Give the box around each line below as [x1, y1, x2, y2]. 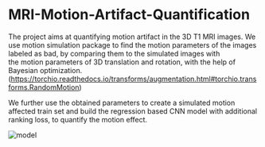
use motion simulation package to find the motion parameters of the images [8, 40, 257, 49]
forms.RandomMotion [8, 82, 80, 92]
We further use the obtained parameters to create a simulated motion [8, 98, 236, 107]
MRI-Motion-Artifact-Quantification [8, 6, 251, 24]
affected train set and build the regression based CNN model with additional [8, 106, 257, 116]
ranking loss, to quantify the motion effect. [8, 114, 148, 124]
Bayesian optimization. [8, 65, 83, 75]
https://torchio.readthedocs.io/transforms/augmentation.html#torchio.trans [10, 74, 257, 83]
